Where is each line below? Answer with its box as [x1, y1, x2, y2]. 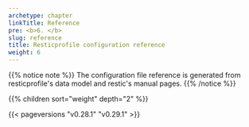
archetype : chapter [8, 11, 73, 20]
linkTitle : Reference [8, 19, 80, 27]
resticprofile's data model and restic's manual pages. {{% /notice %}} [8, 79, 236, 88]
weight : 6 [8, 48, 41, 56]
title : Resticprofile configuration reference [8, 41, 165, 49]
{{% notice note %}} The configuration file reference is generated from [8, 71, 241, 79]
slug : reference [8, 33, 62, 42]
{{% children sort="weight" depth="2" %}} [8, 94, 149, 103]
